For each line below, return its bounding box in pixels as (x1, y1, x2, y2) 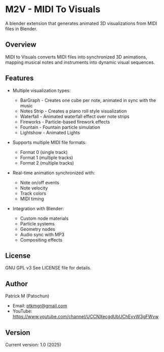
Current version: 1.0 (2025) (5, 342, 62, 347)
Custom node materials (20, 215, 69, 221)
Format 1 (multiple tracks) (20, 154, 73, 161)
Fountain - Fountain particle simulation (20, 124, 100, 130)
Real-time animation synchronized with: (12, 170, 95, 176)
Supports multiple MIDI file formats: (12, 139, 87, 145)
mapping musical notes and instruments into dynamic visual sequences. (5, 59, 155, 65)
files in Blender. (5, 25, 38, 31)
